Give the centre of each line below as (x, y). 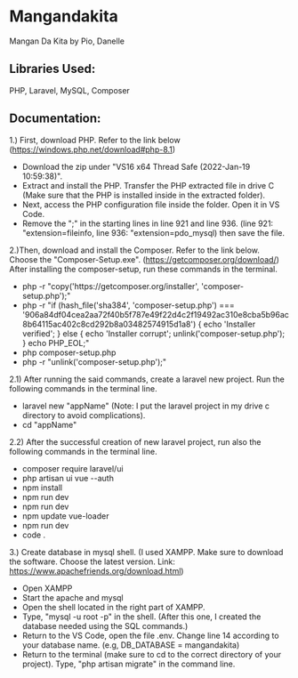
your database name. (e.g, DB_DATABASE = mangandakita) (131, 645)
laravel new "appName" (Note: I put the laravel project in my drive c (145, 406)
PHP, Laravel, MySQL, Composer (70, 90)
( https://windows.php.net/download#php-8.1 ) (93, 149)
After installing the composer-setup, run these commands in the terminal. (144, 269)
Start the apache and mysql (72, 597)
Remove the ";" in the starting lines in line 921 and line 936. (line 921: (148, 223)
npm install (42, 488)
